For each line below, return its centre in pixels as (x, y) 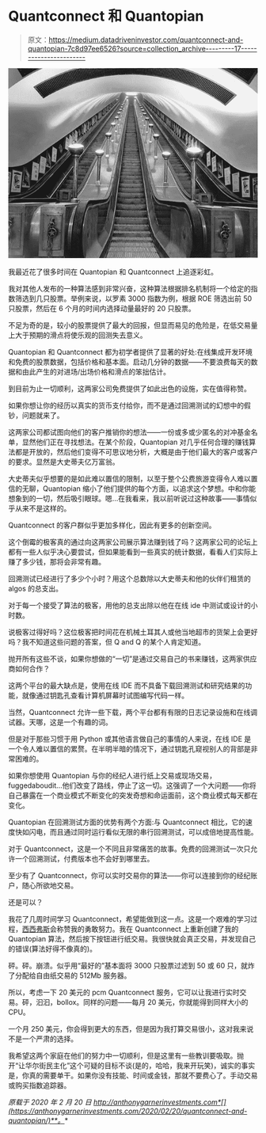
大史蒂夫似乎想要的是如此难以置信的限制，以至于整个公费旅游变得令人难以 (129, 479)
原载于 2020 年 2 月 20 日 (50, 1102)
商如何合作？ (29, 669)
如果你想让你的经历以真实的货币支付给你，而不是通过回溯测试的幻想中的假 (129, 405)
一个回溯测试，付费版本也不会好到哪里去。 (84, 859)
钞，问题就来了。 (36, 416)
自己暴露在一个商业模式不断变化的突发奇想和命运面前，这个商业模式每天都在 (133, 796)
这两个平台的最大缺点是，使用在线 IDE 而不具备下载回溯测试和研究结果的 (127, 686)
